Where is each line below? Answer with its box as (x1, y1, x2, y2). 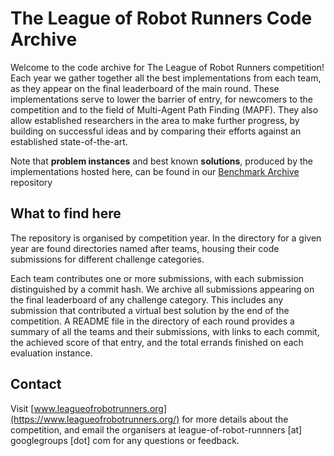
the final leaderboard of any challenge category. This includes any (10, 293, 284, 306)
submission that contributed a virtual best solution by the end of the (10, 304, 290, 316)
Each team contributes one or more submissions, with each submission (10, 272, 305, 284)
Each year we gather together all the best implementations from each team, (10, 72, 322, 84)
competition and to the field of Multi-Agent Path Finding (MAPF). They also (10, 103, 319, 116)
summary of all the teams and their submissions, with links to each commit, (10, 325, 320, 337)
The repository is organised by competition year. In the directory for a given (10, 232, 322, 244)
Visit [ (10, 402, 35, 414)
